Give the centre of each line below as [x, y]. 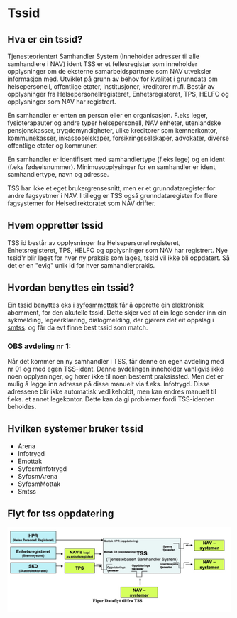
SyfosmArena [38, 476]
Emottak [30, 461]
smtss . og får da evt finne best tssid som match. [78, 327]
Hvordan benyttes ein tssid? [71, 288]
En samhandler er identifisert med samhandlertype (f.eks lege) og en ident [116, 159]
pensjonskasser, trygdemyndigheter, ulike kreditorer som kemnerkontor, [112, 130]
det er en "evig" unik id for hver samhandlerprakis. [81, 265]
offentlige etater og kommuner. [53, 146]
